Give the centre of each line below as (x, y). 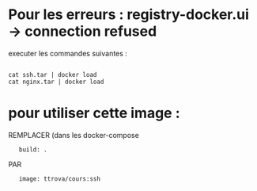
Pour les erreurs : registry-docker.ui (128, 15)
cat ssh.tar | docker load (53, 74)
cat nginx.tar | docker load (56, 82)
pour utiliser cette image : (94, 113)
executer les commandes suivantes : (68, 53)
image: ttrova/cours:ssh (60, 179)
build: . (33, 149)
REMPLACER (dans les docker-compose (74, 135)
